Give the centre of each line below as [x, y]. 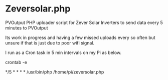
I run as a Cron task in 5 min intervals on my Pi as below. [63, 52]
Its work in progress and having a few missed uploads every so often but [80, 37]
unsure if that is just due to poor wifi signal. [50, 42]
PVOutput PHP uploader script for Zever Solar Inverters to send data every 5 [84, 22]
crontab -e [16, 62]
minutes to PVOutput [27, 27]
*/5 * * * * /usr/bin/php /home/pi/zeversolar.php [55, 72]
